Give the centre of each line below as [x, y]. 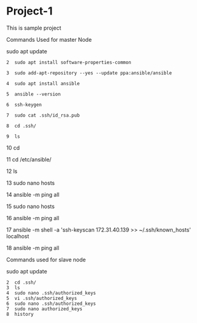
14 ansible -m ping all [33, 194]
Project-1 [29, 11]
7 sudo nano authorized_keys [45, 309]
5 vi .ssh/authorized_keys [42, 298]
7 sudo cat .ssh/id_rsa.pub [43, 115]
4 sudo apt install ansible [43, 83]
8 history [20, 314]
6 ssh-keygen [24, 105]
